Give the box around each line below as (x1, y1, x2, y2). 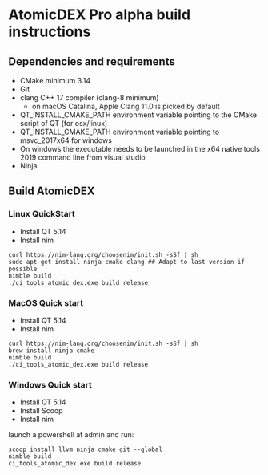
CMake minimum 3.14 (19, 76, 90, 85)
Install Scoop (19, 406, 63, 416)
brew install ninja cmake (8, 347, 94, 355)
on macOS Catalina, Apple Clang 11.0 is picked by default (31, 102, 220, 111)
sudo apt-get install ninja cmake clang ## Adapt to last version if (8, 258, 246, 266)
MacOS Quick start (8, 297, 84, 308)
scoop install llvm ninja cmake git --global (8, 445, 162, 454)
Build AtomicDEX (8, 185, 95, 198)
